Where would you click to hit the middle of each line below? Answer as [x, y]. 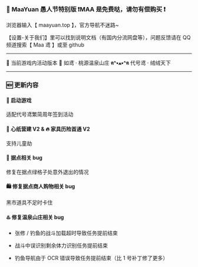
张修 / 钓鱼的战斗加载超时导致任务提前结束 [66, 233]
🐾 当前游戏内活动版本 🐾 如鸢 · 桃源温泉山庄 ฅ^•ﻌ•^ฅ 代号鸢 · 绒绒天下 [88, 63]
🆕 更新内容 [22, 85]
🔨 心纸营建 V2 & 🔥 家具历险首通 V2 [48, 129]
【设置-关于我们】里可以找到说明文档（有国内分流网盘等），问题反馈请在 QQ [98, 38]
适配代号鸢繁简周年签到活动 [40, 114]
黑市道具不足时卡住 [29, 203]
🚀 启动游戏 [19, 100]
